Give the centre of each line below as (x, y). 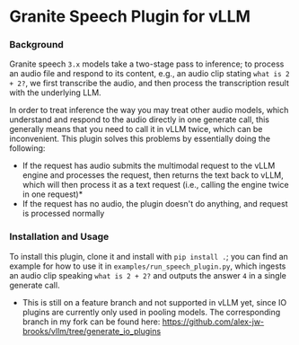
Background (37, 45)
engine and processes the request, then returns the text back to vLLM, (153, 175)
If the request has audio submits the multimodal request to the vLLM (149, 166)
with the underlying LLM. (55, 93)
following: (27, 148)
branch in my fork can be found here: (91, 322)
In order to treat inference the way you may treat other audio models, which (149, 111)
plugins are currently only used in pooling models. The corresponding (151, 312)
